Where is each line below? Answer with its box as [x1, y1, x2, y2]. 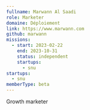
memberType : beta [6, 82, 50, 88]
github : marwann [6, 31, 47, 37]
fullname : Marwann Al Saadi [6, 8, 77, 15]
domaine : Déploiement [6, 20, 61, 26]
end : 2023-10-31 [17, 48, 58, 54]
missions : [6, 37, 31, 43]
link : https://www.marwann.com [6, 25, 85, 32]
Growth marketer [6, 98, 48, 105]
